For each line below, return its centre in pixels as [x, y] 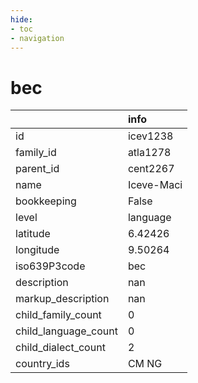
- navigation [37, 38]
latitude [33, 234]
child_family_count [58, 315]
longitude [37, 250]
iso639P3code [50, 266]
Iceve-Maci [155, 185]
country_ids [42, 364]
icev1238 [150, 136]
